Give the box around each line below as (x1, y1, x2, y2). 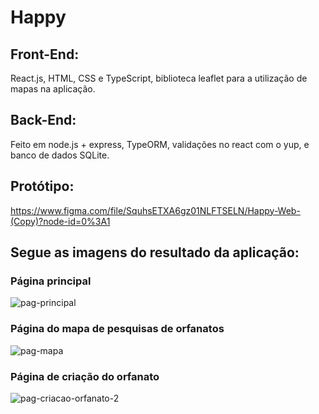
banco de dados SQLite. (10, 149, 110, 161)
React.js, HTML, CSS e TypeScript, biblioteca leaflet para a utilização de (10, 72, 308, 84)
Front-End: (10, 46, 80, 63)
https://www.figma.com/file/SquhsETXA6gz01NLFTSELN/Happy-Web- (10, 204, 301, 216)
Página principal (10, 274, 92, 288)
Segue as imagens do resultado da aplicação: (10, 244, 300, 261)
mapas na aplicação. (10, 83, 96, 95)
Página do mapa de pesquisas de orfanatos (10, 322, 225, 336)
